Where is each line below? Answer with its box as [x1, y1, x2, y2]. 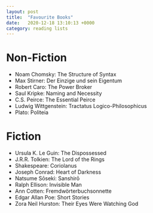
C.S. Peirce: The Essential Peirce [14, 96, 96, 103]
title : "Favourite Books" [6, 14, 74, 20]
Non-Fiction [6, 51, 67, 64]
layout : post [6, 8, 39, 15]
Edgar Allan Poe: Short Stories [14, 194, 90, 201]
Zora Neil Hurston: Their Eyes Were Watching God [14, 200, 139, 208]
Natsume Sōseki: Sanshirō [14, 175, 80, 182]
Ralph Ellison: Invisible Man [14, 181, 82, 189]
